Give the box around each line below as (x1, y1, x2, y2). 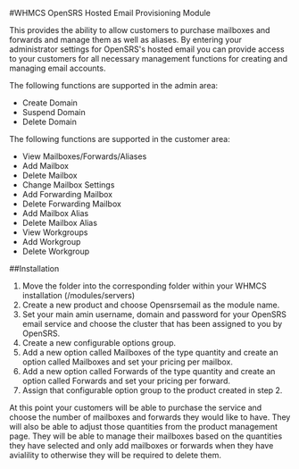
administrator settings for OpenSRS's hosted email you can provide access (9, 44, 285, 54)
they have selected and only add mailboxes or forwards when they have (9, 440, 274, 450)
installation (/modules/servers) (21, 290, 136, 300)
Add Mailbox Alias (21, 208, 89, 218)
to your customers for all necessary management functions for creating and (9, 54, 288, 63)
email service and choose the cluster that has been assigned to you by (21, 319, 283, 329)
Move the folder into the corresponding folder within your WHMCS (21, 281, 267, 291)
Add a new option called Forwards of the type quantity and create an (21, 366, 276, 376)
